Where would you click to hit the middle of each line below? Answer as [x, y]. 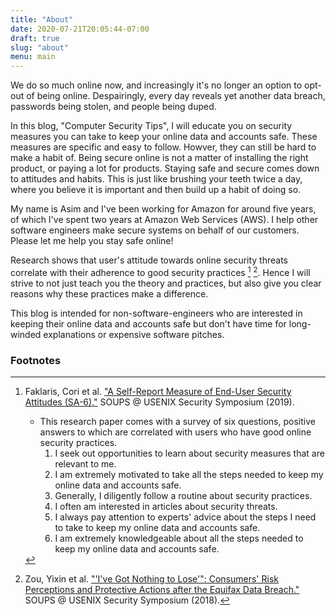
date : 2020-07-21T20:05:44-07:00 [80, 29]
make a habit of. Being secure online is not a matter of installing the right [159, 158]
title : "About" [42, 19]
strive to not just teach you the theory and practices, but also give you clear [166, 283]
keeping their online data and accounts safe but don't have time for [148, 323]
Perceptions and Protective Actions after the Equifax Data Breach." [162, 590]
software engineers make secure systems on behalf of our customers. [155, 230]
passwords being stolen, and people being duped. [113, 107]
